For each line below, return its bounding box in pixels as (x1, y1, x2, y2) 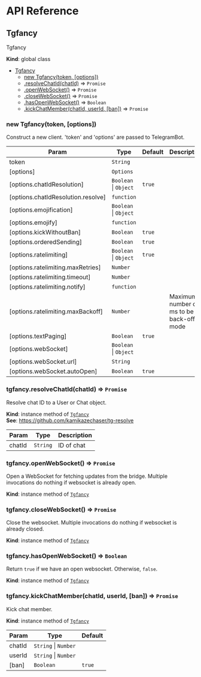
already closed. (6, 525, 44, 533)
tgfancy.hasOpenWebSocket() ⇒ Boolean (6, 552, 127, 560)
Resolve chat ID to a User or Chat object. (6, 399, 106, 406)
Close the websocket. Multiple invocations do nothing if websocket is (6, 519, 177, 526)
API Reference (6, 4, 79, 18)
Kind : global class (6, 56, 51, 62)
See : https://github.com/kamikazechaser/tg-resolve (6, 417, 134, 424)
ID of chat (57, 441, 86, 449)
